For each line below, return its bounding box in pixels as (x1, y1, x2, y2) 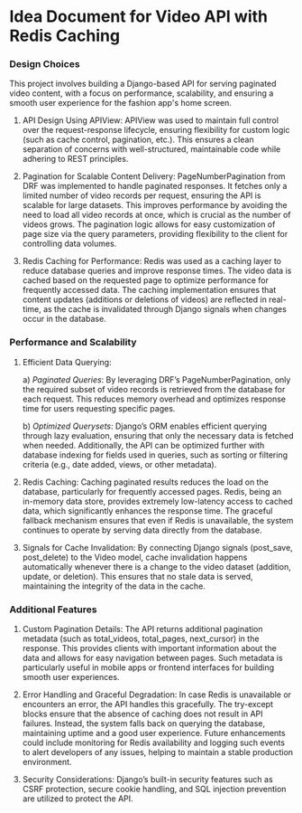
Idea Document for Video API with (9, 6, 269, 27)
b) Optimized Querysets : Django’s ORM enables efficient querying (22, 421, 268, 431)
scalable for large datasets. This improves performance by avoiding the (22, 200, 288, 211)
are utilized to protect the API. (22, 793, 133, 804)
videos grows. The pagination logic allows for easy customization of (22, 219, 276, 230)
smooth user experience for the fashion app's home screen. (9, 98, 233, 109)
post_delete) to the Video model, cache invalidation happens (22, 552, 248, 562)
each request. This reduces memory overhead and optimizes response (22, 393, 287, 404)
